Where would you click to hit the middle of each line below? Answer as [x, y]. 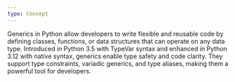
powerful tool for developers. [49, 71]
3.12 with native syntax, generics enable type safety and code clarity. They [115, 56]
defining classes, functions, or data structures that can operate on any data [116, 41]
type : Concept [28, 14]
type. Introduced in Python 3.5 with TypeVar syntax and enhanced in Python [117, 48]
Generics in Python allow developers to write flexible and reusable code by [115, 34]
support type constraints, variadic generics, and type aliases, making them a [118, 63]
